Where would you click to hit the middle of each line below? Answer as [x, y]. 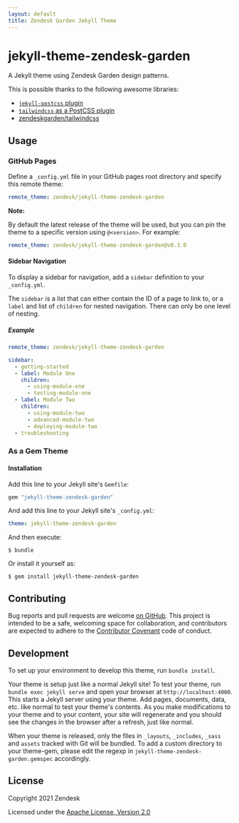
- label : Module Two [45, 400]
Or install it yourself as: [42, 564]
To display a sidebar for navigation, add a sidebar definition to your [106, 277]
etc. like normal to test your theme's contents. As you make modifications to [119, 707]
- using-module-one [55, 387]
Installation [25, 468]
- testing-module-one [59, 393]
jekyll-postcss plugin [51, 103]
